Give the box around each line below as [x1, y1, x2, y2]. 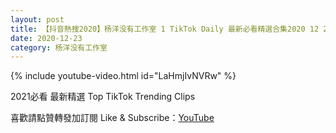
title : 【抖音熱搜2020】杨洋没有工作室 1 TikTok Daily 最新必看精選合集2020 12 [10, 24, 320, 34]
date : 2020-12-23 [10, 33, 83, 43]
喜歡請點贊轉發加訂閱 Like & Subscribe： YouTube [10, 112, 215, 124]
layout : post [10, 14, 65, 25]
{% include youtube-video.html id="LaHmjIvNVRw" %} [10, 70, 237, 82]
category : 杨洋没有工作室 [10, 42, 108, 53]
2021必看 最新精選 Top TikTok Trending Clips [10, 91, 196, 103]
